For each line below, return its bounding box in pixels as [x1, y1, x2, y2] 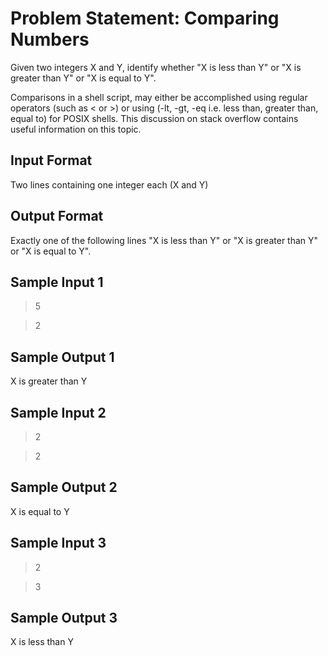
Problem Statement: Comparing [10, 7, 280, 30]
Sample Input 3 [10, 535, 107, 552]
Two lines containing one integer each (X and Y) [10, 178, 209, 191]
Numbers [10, 28, 90, 51]
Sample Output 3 [10, 610, 118, 627]
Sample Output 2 [10, 479, 118, 496]
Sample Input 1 [10, 273, 104, 291]
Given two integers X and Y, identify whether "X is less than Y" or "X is [10, 61, 302, 73]
